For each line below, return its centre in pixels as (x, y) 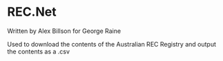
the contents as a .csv (39, 51)
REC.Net (32, 12)
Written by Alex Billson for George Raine (64, 31)
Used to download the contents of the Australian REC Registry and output (111, 44)
